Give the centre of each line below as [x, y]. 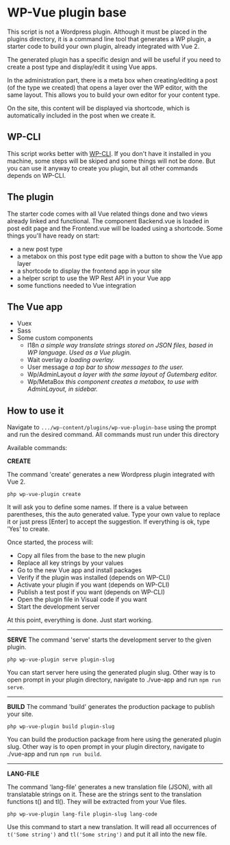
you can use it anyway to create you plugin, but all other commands [103, 168]
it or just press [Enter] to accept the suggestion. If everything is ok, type [108, 522]
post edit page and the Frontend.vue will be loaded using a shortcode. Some [115, 228]
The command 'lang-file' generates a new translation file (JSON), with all [110, 787]
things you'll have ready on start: [53, 236]
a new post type [40, 249]
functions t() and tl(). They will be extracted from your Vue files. [97, 802]
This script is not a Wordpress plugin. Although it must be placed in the [107, 32]
